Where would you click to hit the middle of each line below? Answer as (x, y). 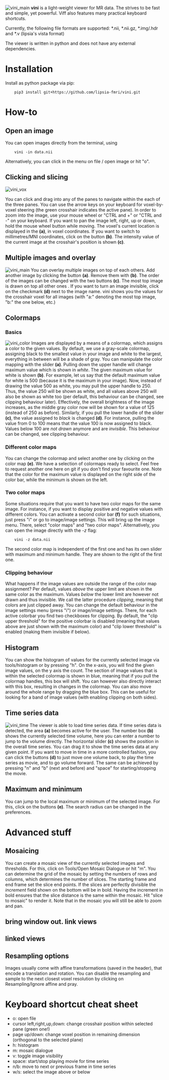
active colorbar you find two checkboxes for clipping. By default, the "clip (81, 616)
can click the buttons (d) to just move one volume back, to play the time (79, 757)
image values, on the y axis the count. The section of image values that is (81, 670)
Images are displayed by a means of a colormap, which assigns (97, 343)
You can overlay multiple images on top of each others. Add (93, 270)
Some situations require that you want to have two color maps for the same (83, 503)
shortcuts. (16, 18)
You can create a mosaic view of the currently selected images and (75, 863)
